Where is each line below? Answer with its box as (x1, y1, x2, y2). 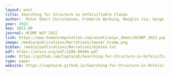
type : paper (5, 58, 30, 63)
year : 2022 (5, 21, 28, 26)
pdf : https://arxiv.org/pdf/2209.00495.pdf (5, 49, 99, 54)
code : (5, 53, 17, 59)
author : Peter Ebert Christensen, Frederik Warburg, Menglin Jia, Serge (5, 16, 164, 21)
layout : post (5, 7, 33, 12)
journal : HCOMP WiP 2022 (5, 30, 58, 35)
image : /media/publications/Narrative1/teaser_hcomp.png (5, 40, 128, 45)
